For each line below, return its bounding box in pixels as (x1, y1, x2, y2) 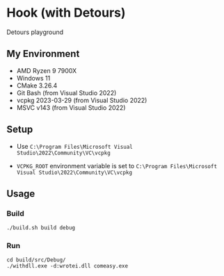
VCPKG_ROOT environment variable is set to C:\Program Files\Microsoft (16, 161, 217, 170)
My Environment (6, 48, 80, 60)
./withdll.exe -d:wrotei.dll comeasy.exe (6, 263, 129, 270)
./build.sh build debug (6, 225, 76, 232)
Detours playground (6, 28, 64, 36)
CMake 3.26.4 (16, 81, 58, 90)
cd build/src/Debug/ (6, 257, 67, 263)
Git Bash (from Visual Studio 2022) (16, 88, 117, 97)
